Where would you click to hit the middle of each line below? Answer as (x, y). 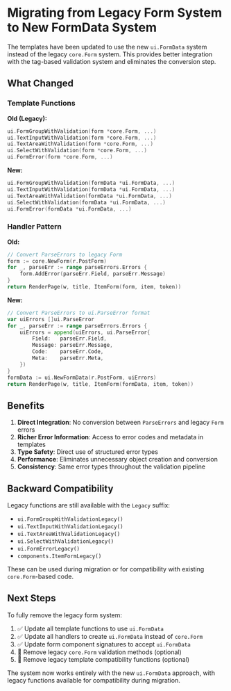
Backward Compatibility (60, 488)
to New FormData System (82, 27)
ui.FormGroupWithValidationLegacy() (70, 519)
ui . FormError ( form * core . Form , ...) (60, 157)
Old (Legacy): (27, 118)
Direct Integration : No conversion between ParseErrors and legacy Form (120, 423)
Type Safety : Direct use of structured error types (87, 452)
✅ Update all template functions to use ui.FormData (91, 628)
